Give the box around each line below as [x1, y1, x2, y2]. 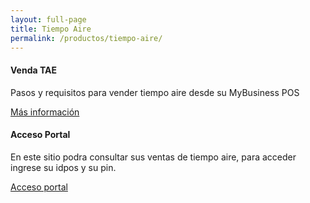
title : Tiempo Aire [10, 24, 92, 34]
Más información [10, 106, 80, 118]
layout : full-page [10, 14, 87, 25]
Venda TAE [10, 64, 57, 76]
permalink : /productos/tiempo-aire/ [10, 33, 163, 43]
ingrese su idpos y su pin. [10, 161, 117, 173]
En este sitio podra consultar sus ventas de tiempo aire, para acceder [10, 151, 297, 163]
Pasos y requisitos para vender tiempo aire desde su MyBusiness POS [10, 86, 300, 98]
